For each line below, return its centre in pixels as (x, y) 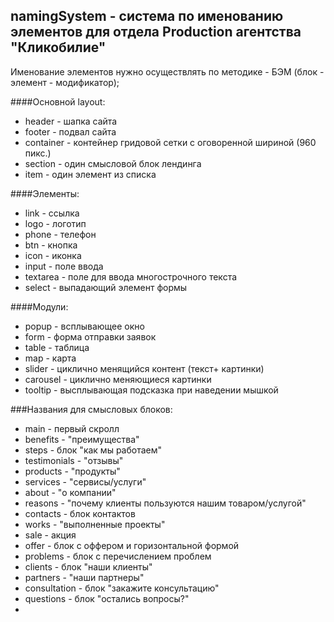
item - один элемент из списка (90, 174)
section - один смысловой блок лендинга (113, 163)
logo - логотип (55, 223)
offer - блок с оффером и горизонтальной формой (132, 545)
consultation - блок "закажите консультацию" (122, 588)
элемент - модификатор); (65, 82)
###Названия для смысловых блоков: (91, 409)
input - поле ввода (64, 266)
